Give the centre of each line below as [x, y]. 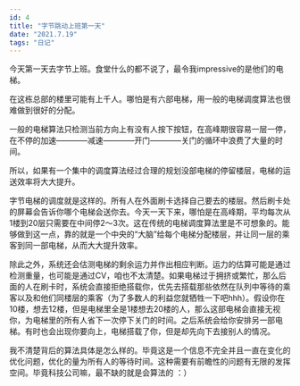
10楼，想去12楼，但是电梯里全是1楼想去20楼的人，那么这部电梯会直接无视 [145, 309]
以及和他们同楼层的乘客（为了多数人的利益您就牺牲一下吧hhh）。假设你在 [151, 298]
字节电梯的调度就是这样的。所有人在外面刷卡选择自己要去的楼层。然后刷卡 [146, 201]
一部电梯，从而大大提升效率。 [87, 246]
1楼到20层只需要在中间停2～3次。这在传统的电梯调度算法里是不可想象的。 [146, 223]
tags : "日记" [32, 42]
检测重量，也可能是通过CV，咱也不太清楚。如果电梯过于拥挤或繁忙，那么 [144, 276]
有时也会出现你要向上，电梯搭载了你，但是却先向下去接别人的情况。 [150, 331]
